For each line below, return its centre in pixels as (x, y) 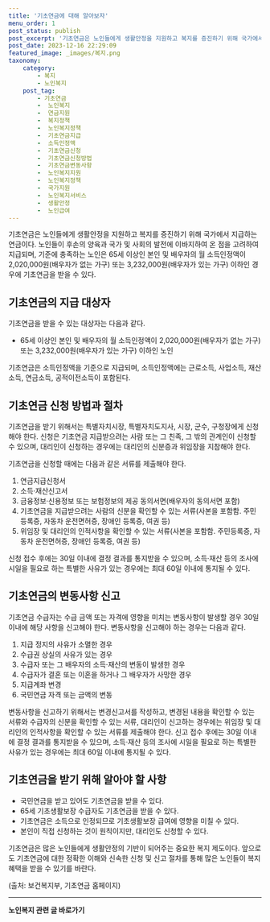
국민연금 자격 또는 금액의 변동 (66, 694)
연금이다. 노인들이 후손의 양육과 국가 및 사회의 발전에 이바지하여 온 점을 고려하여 (134, 244)
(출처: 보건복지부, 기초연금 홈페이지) (65, 885)
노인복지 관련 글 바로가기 (47, 910)
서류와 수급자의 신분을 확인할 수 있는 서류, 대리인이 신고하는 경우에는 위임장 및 (131, 721)
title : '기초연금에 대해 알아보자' (59, 16)
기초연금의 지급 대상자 (59, 302)
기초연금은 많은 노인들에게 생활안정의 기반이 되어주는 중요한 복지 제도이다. (124, 848)
